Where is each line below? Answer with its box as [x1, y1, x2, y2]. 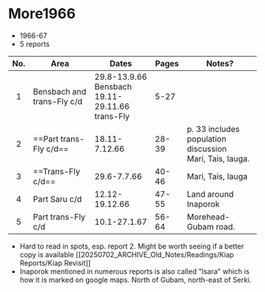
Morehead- [186, 211, 230, 222]
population [186, 133, 227, 144]
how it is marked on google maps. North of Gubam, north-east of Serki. [19, 275, 252, 284]
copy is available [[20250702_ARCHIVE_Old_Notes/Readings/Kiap [19, 249, 234, 259]
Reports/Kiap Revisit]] [19, 258, 91, 268]
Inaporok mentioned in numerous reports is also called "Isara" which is [19, 266, 250, 276]
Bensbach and [32, 86, 87, 97]
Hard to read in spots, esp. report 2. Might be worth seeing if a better [19, 241, 244, 251]
